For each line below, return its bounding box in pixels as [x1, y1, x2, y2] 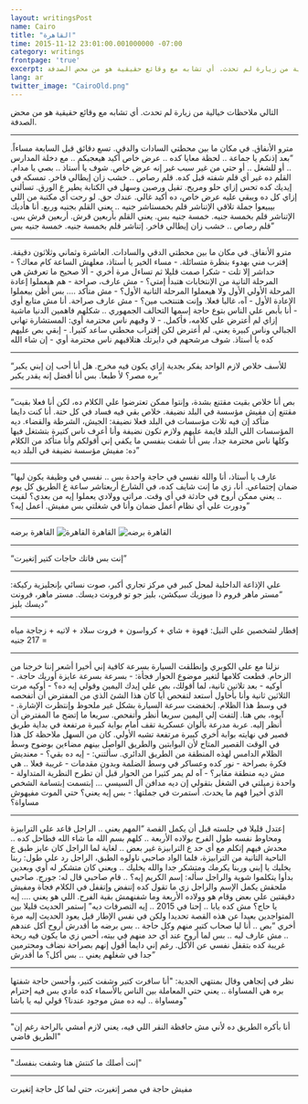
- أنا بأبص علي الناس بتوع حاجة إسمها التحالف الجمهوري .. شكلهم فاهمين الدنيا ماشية [10, 304, 298, 315]
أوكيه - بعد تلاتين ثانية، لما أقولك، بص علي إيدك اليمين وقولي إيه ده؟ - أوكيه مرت [10, 680, 282, 691]
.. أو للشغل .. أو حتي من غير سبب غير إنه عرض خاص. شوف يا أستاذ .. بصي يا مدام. [10, 162, 292, 173]
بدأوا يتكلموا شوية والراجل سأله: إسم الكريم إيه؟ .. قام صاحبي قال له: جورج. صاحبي [10, 871, 293, 882]
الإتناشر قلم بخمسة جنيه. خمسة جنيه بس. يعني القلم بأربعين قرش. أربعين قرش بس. [10, 210, 295, 221]
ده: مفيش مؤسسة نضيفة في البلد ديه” [10, 444, 140, 455]
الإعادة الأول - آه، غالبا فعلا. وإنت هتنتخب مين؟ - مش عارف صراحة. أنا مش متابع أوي [10, 294, 296, 306]
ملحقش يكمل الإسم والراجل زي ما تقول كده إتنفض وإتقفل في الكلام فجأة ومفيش [10, 881, 287, 892]
